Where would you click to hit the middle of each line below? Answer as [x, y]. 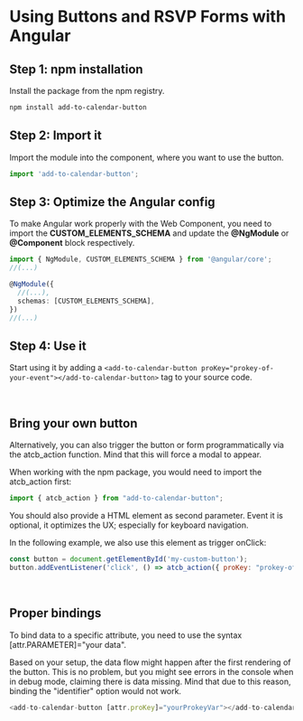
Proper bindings [55, 613]
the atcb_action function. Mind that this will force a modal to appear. [136, 454]
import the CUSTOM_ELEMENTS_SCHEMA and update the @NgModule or [149, 233]
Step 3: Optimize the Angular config [112, 202]
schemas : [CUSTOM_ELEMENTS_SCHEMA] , [86, 301]
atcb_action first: [41, 482]
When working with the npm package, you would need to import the [136, 473]
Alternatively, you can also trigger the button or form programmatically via [147, 445]
